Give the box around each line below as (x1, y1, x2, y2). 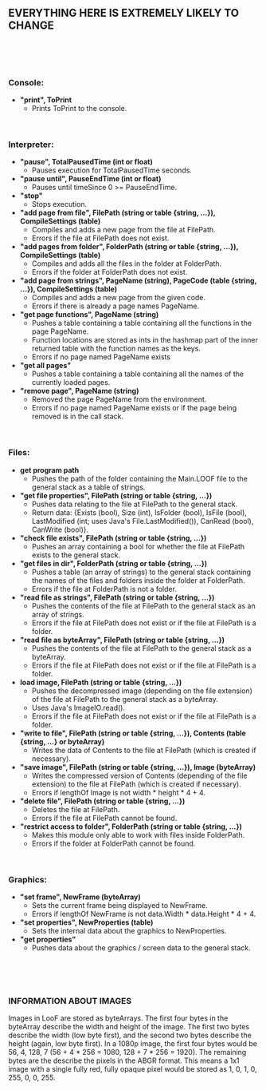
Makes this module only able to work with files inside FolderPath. (31, 830, 245, 839)
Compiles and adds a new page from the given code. (31, 293, 205, 303)
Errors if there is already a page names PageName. (31, 301, 200, 311)
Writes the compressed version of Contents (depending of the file (31, 771, 248, 780)
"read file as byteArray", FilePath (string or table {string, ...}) (19, 635, 225, 644)
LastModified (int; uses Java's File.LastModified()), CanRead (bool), (31, 516, 254, 525)
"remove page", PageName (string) (19, 386, 139, 396)
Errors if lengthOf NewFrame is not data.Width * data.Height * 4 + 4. (31, 910, 256, 918)
